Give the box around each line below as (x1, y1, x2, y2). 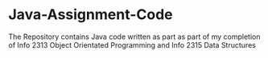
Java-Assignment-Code (8, 6, 173, 24)
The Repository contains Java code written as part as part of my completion (8, 32, 261, 41)
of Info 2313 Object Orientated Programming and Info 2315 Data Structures (8, 40, 256, 49)
